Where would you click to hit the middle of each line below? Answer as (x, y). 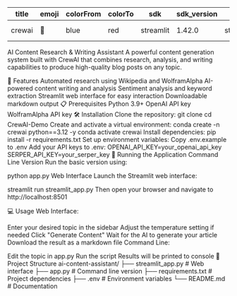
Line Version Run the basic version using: (67, 162)
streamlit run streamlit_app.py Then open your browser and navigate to (110, 189)
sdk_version (197, 14)
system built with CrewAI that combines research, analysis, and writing (110, 60)
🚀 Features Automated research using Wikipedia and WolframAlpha (105, 81)
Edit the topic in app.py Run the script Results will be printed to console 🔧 (114, 256)
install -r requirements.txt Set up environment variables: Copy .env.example (117, 140)
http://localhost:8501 (37, 197)
